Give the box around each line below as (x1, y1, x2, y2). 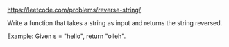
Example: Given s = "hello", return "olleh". (7, 32, 126, 40)
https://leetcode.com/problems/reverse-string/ (7, 6, 141, 14)
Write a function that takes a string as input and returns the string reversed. (7, 19, 223, 27)
